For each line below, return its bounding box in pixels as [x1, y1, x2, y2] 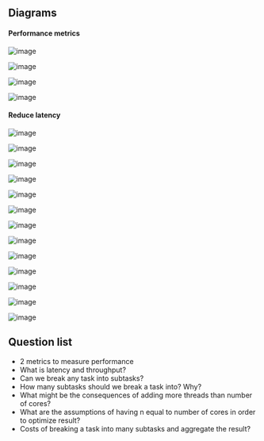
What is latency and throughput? [19, 365, 127, 374]
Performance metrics [8, 28, 81, 38]
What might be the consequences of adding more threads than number [19, 390, 253, 400]
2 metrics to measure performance [19, 356, 134, 366]
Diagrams [8, 6, 57, 20]
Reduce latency [8, 110, 61, 120]
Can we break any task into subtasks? [19, 373, 144, 383]
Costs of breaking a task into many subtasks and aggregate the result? [19, 424, 251, 433]
